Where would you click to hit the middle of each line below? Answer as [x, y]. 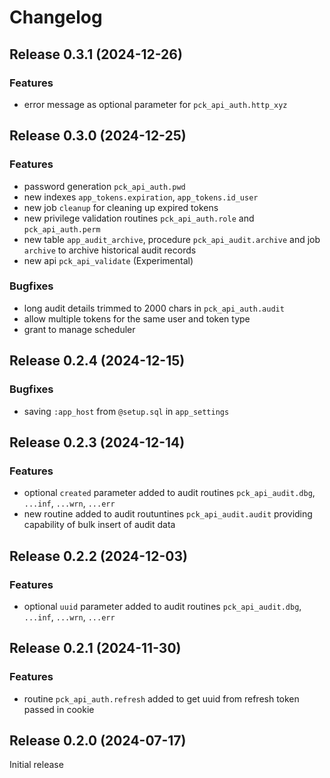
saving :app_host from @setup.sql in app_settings [126, 411]
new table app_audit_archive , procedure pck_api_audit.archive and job [172, 239]
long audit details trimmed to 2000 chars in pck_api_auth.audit [154, 308]
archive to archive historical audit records [110, 250]
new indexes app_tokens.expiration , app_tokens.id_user [141, 197]
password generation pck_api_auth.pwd [104, 186]
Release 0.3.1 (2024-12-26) [96, 54]
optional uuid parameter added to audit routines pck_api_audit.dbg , [162, 606]
